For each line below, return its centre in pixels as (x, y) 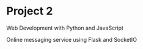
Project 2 (30, 11)
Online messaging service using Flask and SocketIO (72, 39)
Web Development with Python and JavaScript (65, 28)
